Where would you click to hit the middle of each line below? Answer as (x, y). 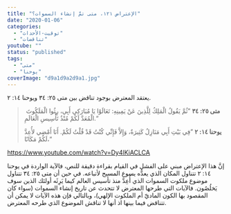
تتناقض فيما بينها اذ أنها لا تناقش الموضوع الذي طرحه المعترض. (87, 203)
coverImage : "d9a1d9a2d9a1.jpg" (54, 78)
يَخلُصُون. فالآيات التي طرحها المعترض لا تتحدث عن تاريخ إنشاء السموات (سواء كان (112, 188)
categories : (24, 26)
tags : (15, 59)
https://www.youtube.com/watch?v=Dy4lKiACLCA (79, 152)
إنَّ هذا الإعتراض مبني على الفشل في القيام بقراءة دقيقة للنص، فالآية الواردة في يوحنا (116, 166)
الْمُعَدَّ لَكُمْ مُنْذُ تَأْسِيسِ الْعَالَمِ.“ (61, 118)
